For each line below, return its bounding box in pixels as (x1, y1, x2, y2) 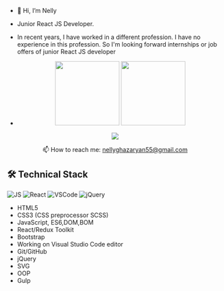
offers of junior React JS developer (16, 48, 116, 55)
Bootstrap (16, 233, 45, 241)
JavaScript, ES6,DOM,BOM (16, 218, 94, 226)
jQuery (16, 254, 36, 263)
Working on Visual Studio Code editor (16, 240, 123, 248)
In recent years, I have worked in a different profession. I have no (16, 33, 201, 41)
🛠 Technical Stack (7, 168, 88, 181)
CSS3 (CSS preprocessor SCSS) (16, 211, 109, 219)
